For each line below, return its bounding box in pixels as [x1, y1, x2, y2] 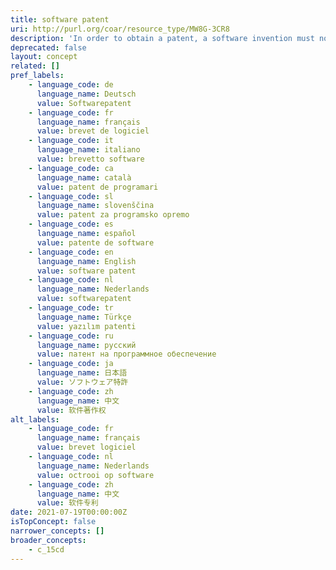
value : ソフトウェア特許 [36, 377, 129, 387]
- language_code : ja [28, 359, 114, 369]
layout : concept [10, 52, 78, 62]
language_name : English [36, 256, 137, 266]
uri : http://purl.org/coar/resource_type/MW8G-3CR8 [10, 24, 230, 34]
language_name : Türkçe [36, 312, 132, 322]
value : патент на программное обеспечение [36, 349, 217, 360]
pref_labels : [10, 71, 65, 81]
